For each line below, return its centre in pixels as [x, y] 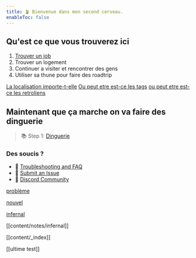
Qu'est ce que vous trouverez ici [68, 42]
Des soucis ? [25, 154]
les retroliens [30, 93]
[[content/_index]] [28, 238]
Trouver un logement [41, 62]
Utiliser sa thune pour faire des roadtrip [63, 75]
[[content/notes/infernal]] [37, 226]
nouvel [15, 203]
